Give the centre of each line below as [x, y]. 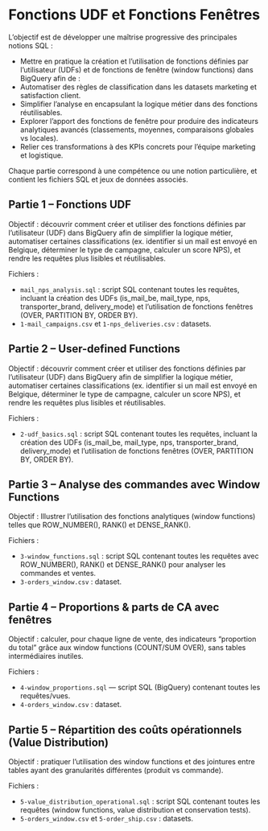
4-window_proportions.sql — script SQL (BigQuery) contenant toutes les [140, 687]
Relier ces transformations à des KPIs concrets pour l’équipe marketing [138, 146]
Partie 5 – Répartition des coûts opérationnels [125, 730]
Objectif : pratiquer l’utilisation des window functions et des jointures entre [132, 761]
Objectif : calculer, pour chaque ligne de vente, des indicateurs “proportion [132, 639]
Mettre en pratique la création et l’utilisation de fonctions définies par [134, 61]
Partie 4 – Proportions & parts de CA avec [114, 607]
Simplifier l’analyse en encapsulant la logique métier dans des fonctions [139, 104]
